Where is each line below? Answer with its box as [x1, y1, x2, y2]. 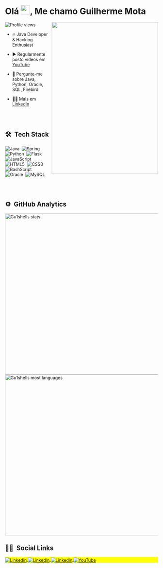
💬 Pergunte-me [12, 71, 43, 77]
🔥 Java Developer [12, 31, 48, 37]
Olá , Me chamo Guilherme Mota [5, 6, 147, 17]
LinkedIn [12, 101, 30, 107]
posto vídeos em [12, 56, 46, 62]
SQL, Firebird [12, 86, 39, 92]
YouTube [12, 61, 30, 68]
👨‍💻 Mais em [12, 96, 36, 102]
